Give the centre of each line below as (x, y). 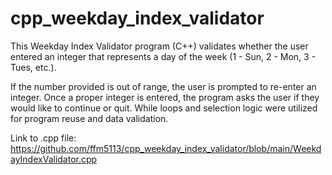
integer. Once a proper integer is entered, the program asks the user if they (165, 97)
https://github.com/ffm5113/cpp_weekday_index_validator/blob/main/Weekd (166, 148)
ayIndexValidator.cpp (54, 159)
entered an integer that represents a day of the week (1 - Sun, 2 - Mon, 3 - (163, 56)
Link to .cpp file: (43, 138)
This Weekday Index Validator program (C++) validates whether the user (159, 46)
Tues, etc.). (33, 67)
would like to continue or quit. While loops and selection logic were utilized (164, 108)
